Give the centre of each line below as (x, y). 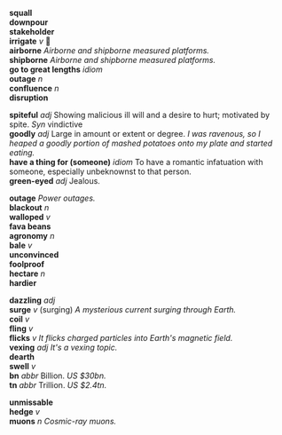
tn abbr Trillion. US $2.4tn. (58, 385)
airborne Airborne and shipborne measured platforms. (110, 51)
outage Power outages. (52, 198)
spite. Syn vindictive (46, 124)
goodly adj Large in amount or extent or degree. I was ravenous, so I (135, 134)
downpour (29, 22)
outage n (26, 79)
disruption (29, 98)
